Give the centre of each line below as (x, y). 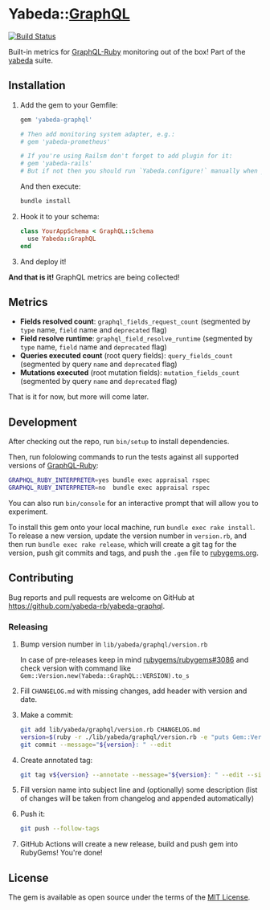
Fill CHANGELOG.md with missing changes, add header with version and (133, 691)
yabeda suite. (31, 60)
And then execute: (50, 186)
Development (43, 422)
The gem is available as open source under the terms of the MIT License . (129, 897)
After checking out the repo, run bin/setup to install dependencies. (119, 442)
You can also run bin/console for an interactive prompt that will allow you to (133, 503)
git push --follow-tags (60, 829)
